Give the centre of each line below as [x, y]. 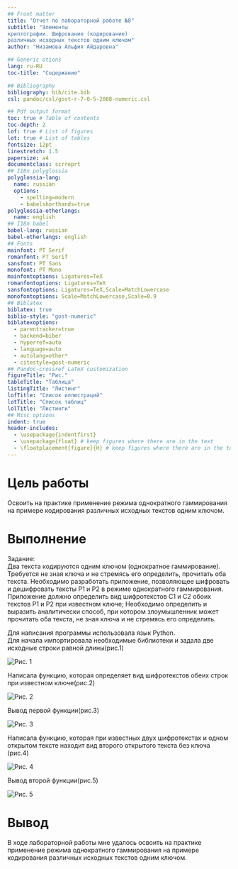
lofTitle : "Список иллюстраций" [55, 395]
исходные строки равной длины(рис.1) [66, 648]
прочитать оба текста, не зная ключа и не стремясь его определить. [112, 619]
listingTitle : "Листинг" [44, 389]
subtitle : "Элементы [38, 27]
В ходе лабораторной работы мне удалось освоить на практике [104, 842]
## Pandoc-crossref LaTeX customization [68, 369]
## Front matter [31, 14]
